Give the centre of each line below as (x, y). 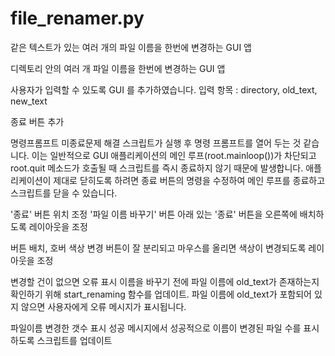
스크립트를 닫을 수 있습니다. (64, 193)
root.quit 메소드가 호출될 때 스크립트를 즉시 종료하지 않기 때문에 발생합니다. (157, 168)
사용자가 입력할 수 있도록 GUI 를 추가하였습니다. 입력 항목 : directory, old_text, (164, 89)
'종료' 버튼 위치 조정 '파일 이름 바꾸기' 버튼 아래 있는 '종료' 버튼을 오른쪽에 (154, 214)
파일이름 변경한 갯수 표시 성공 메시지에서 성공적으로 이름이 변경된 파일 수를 (156, 328)
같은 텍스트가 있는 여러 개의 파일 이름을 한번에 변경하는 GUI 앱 (131, 47)
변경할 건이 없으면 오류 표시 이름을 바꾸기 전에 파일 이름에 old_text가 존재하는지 (165, 281)
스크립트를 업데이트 (74, 340)
